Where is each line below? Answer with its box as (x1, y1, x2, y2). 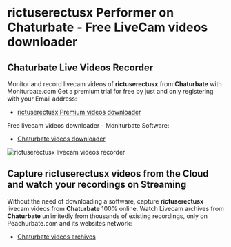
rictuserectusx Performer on (7, 5, 174, 21)
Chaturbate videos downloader (17, 135, 106, 143)
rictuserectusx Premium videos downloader (17, 108, 141, 116)
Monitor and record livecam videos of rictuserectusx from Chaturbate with (7, 80, 222, 88)
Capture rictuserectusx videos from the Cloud (7, 168, 209, 180)
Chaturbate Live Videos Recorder (7, 61, 154, 73)
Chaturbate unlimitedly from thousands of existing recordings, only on (7, 212, 208, 220)
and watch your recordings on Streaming (7, 179, 187, 190)
